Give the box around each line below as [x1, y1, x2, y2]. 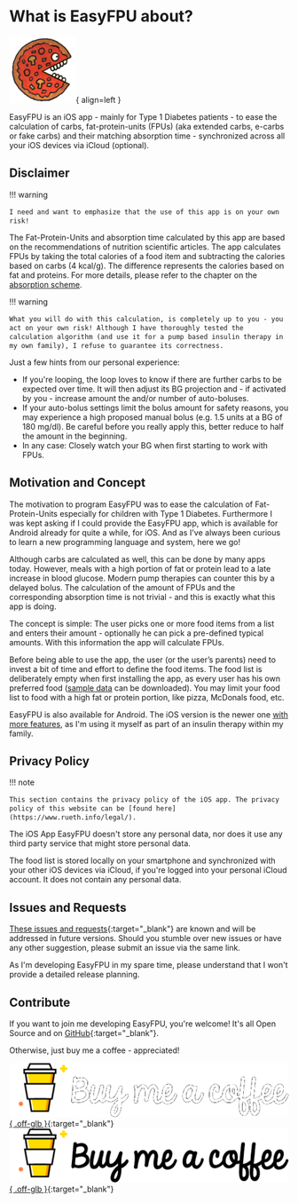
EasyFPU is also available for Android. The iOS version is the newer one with [9, 708, 288, 720]
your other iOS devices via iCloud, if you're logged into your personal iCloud [9, 865, 287, 875]
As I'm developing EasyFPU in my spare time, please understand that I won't [9, 960, 288, 970]
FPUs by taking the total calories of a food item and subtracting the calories [9, 250, 286, 261]
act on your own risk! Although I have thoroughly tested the [9, 323, 244, 332]
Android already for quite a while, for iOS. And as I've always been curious [9, 526, 281, 538]
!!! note [9, 777, 35, 787]
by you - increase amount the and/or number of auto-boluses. [21, 392, 250, 403]
